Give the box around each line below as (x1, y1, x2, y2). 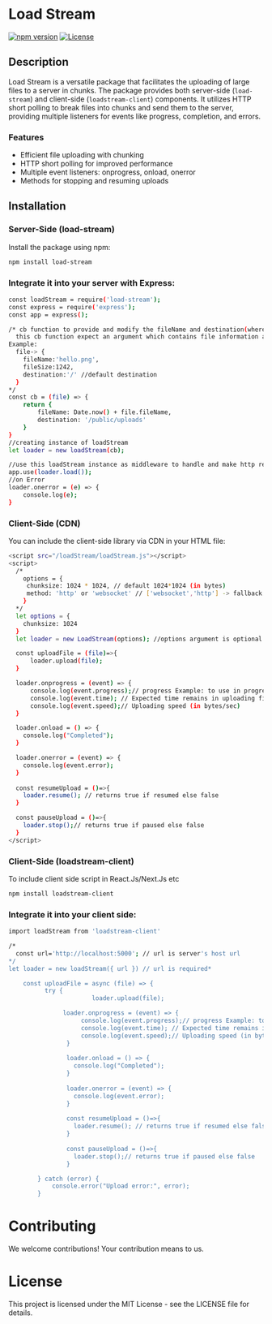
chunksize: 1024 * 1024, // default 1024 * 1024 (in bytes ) (26, 582, 227, 590)
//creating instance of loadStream (8, 438, 129, 446)
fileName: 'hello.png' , (23, 356, 100, 364)
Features (8, 132, 45, 143)
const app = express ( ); (8, 310, 89, 319)
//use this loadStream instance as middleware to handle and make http (8, 460, 255, 469)
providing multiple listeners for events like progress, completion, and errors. (8, 111, 261, 121)
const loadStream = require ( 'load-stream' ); (8, 295, 161, 304)
